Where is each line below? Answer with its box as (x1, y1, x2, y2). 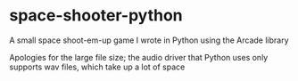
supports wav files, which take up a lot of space (9, 61, 186, 72)
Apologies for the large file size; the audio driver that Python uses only (9, 52, 269, 62)
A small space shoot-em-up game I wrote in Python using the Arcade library (9, 35, 289, 45)
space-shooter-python (9, 5, 183, 26)
